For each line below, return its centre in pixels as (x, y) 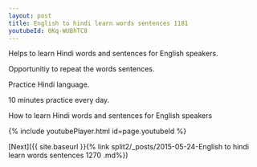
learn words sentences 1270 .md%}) (68, 155)
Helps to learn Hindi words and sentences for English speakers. (113, 54)
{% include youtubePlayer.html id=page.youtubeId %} (98, 131)
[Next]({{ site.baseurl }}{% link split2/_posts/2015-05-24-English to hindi (129, 147)
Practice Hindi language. (49, 84)
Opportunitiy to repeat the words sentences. (82, 69)
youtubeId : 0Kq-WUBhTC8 (48, 31)
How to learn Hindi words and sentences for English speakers (110, 116)
